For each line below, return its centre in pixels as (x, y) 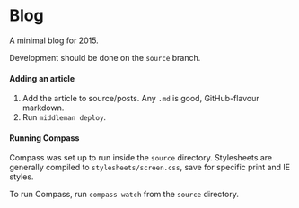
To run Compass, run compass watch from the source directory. (124, 195)
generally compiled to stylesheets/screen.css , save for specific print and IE (150, 168)
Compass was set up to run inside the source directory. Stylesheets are (141, 158)
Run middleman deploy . (64, 117)
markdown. (43, 108)
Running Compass (44, 138)
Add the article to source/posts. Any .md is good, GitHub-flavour (141, 99)
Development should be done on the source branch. (105, 57)
